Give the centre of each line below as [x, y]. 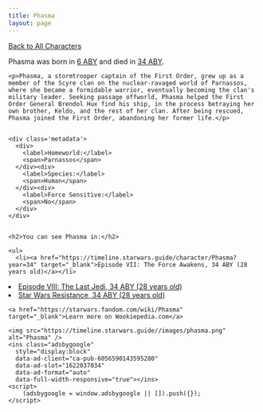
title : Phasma [32, 16]
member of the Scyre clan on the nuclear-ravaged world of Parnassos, [128, 83]
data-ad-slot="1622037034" [60, 365]
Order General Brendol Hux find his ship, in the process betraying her [131, 104]
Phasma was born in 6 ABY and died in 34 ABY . [86, 61]
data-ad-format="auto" [53, 372]
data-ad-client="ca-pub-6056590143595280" [87, 359]
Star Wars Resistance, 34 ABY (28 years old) [92, 295]
